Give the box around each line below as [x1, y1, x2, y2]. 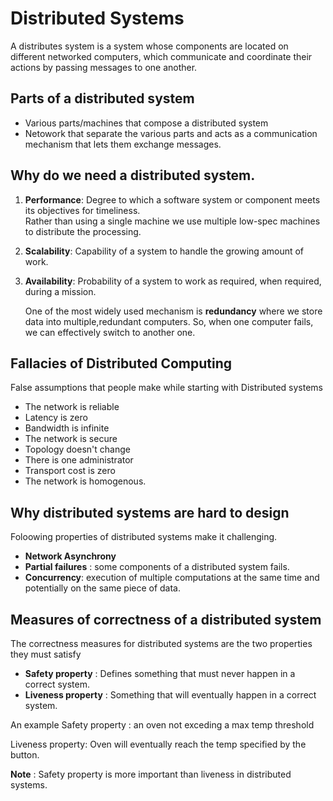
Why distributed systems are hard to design [10, 504, 290, 521]
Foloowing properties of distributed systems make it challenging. [10, 531, 278, 543]
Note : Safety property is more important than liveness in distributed [10, 768, 292, 780]
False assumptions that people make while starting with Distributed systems [10, 382, 323, 394]
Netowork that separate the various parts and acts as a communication [24, 127, 318, 139]
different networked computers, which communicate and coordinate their [10, 50, 313, 62]
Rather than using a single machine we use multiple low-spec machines [24, 215, 321, 227]
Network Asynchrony [24, 550, 117, 562]
